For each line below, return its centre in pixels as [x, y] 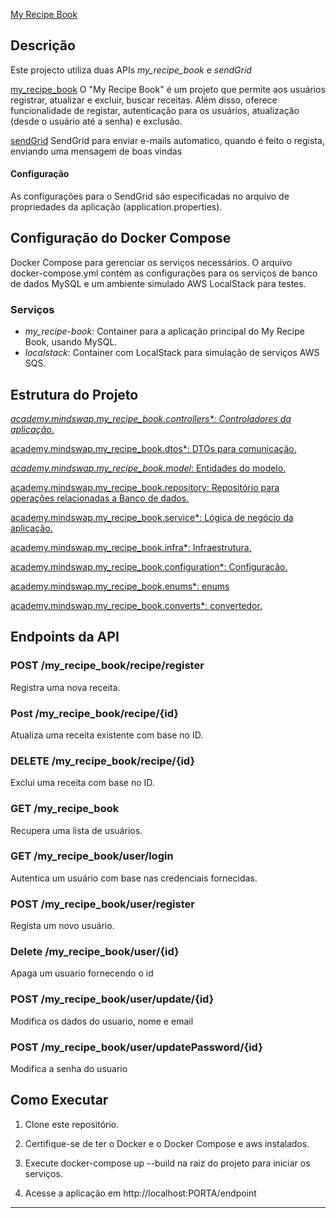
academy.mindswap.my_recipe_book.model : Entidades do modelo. [148, 468]
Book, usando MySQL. [71, 342]
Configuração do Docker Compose [121, 238]
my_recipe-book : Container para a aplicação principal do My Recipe [164, 331]
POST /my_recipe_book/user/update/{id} [112, 999]
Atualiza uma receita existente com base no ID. [107, 735]
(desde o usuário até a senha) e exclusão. [96, 121]
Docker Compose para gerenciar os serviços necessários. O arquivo [151, 262]
